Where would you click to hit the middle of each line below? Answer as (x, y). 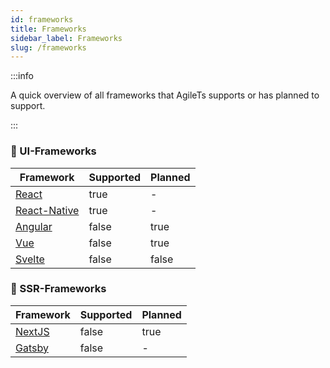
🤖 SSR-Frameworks (58, 289)
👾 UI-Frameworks (53, 151)
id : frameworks (42, 19)
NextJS (32, 331)
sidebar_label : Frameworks (66, 38)
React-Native (47, 210)
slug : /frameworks (48, 47)
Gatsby (32, 348)
